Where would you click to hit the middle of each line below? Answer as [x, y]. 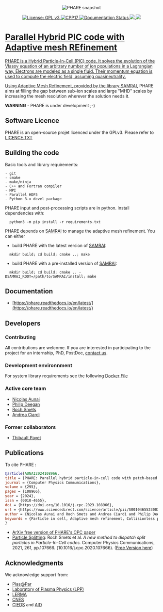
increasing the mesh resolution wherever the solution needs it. [67, 96]
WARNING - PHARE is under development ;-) [50, 105]
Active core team [25, 388]
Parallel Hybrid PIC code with [65, 37]
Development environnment [39, 365]
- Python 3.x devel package [33, 199]
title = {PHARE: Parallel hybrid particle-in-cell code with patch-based [81, 478]
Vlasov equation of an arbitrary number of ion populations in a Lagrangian [79, 66]
